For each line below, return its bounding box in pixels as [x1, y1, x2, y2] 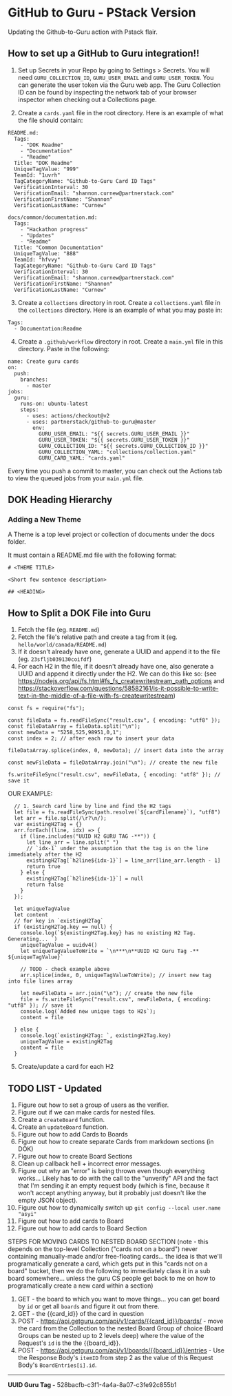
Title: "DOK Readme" [14, 159, 73, 166]
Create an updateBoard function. [17, 1123, 109, 1131]
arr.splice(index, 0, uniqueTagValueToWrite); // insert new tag [20, 972, 212, 979]
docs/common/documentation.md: [8, 214, 98, 221]
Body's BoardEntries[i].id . [17, 1361, 97, 1369]
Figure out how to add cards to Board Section [17, 1224, 147, 1232]
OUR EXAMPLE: [8, 789, 53, 798]
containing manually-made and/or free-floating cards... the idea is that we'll [8, 1252, 222, 1261]
